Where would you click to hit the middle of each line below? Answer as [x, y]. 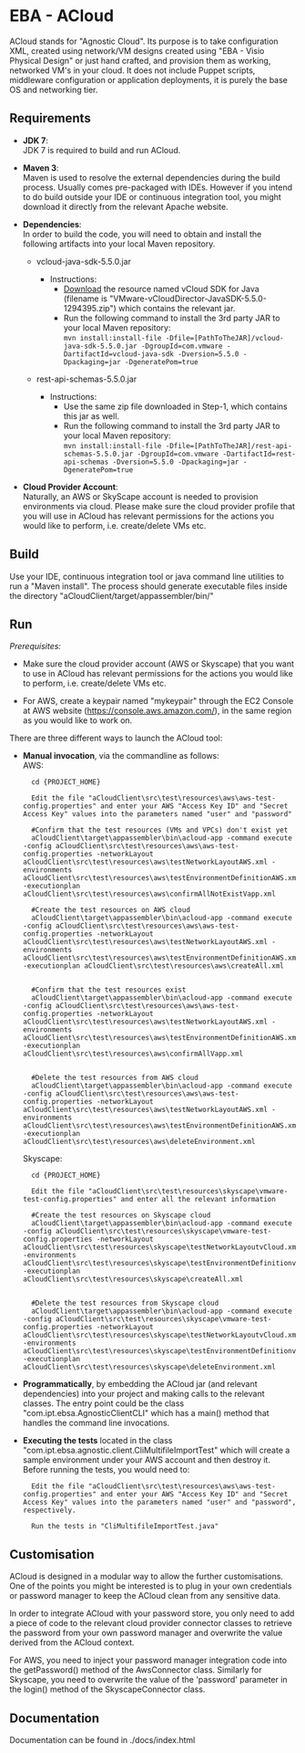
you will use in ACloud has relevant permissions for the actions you [148, 516]
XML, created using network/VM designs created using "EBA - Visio [137, 50]
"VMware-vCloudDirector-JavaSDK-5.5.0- [188, 299]
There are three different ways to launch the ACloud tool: [116, 738]
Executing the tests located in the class [97, 1441]
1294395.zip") [90, 308]
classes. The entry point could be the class [103, 1403]
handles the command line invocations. [96, 1423]
